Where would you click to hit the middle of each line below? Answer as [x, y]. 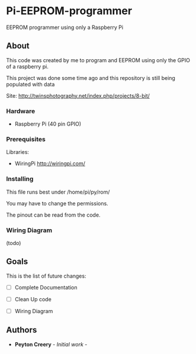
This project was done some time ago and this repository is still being [91, 78]
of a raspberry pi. [27, 66]
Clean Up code [33, 299]
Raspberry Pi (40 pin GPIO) [48, 124]
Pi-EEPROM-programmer [69, 11]
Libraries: [18, 152]
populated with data [30, 84]
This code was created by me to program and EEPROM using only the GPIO [98, 60]
